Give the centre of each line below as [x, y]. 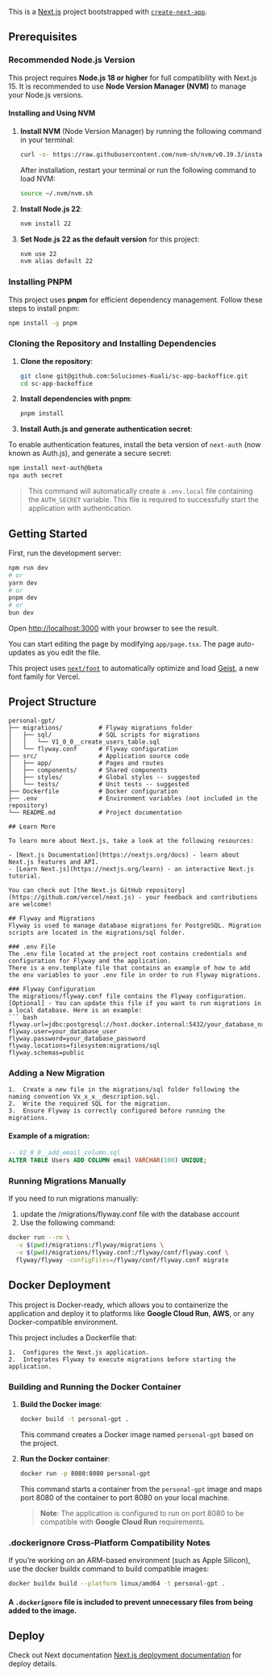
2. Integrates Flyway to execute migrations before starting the [122, 1360]
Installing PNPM [40, 282]
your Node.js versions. [46, 94]
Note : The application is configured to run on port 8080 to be [142, 1513]
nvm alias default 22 [56, 262]
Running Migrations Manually [67, 1181]
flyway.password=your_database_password [77, 1038]
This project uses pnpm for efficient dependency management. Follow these [135, 300]
